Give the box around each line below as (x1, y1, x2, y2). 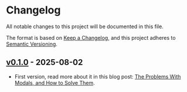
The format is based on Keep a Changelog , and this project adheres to (6, 34, 176, 41)
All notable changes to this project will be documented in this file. (6, 23, 164, 30)
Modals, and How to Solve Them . (14, 79, 95, 86)
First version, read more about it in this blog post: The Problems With (14, 73, 181, 80)
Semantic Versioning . (6, 40, 57, 47)
